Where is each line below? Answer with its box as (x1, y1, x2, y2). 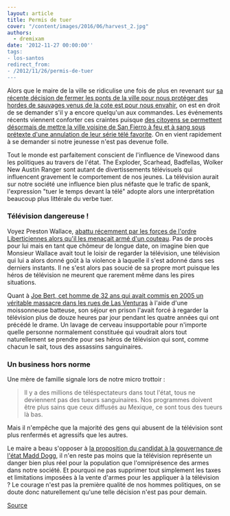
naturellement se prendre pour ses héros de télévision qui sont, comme (7, 335, 209, 343)
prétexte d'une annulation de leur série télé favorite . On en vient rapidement (7, 130, 222, 138)
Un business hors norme (7, 360, 91, 369)
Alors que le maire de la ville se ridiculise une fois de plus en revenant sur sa (7, 86, 223, 95)
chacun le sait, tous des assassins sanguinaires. (7, 342, 143, 351)
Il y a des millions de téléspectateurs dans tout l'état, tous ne (23, 388, 196, 397)
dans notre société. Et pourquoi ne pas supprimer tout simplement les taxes (7, 466, 221, 474)
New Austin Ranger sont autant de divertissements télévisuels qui (7, 165, 193, 174)
